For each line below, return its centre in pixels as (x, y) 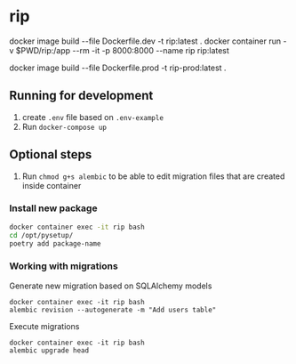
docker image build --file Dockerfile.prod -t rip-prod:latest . (118, 68)
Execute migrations (44, 326)
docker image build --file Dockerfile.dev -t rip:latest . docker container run (145, 41)
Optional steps (51, 154)
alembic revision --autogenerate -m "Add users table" (113, 310)
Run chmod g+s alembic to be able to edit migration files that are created (153, 176)
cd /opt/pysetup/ (41, 235)
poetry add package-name (55, 243)
